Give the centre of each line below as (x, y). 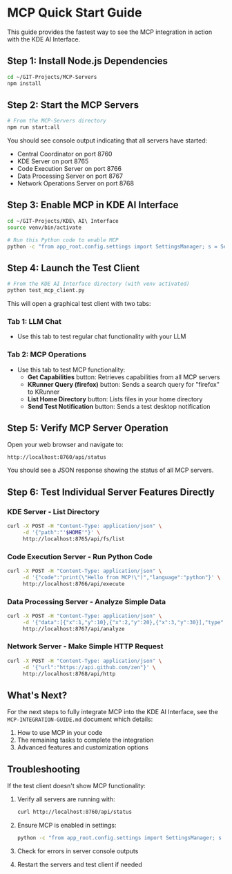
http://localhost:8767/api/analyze (74, 629)
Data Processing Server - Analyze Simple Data (87, 601)
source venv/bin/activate (44, 227)
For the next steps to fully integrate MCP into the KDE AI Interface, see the (113, 712)
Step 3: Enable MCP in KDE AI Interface (93, 205)
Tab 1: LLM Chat (35, 321)
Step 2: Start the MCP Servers (73, 105)
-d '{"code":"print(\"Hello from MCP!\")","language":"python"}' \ (122, 577)
